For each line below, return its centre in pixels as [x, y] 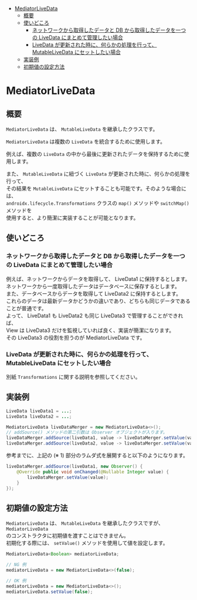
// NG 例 [16, 565]
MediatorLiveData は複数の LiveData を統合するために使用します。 [86, 141]
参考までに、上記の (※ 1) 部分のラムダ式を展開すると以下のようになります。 [97, 455]
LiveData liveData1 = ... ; [39, 411]
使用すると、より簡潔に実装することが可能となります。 [72, 218]
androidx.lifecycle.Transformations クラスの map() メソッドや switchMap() [98, 203]
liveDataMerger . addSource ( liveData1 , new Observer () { [74, 467]
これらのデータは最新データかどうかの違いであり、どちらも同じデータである [98, 301]
